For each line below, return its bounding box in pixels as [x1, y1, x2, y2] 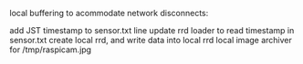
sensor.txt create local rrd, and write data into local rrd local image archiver [9, 35, 292, 45]
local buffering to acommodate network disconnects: [9, 8, 209, 18]
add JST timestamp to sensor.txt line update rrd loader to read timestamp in [9, 25, 295, 35]
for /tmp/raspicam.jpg [9, 44, 92, 55]
